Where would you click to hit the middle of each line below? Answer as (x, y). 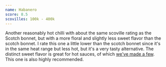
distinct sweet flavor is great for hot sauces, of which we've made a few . (80, 54)
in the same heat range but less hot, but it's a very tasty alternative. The (79, 49)
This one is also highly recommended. (45, 60)
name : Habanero (21, 10)
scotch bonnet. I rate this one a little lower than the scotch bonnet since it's (83, 44)
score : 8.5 (17, 14)
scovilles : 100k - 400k (30, 19)
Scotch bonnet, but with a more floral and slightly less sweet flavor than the (83, 38)
